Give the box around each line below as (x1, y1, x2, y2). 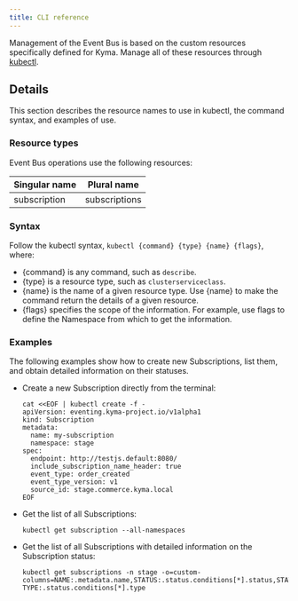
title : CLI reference (9, 12, 90, 22)
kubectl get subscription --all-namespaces (21, 526, 186, 535)
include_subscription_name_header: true (30, 463, 182, 471)
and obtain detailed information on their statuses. (9, 366, 189, 376)
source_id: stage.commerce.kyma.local (30, 486, 174, 494)
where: (9, 249, 35, 260)
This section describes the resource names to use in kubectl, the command (9, 106, 285, 116)
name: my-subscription (30, 431, 114, 440)
